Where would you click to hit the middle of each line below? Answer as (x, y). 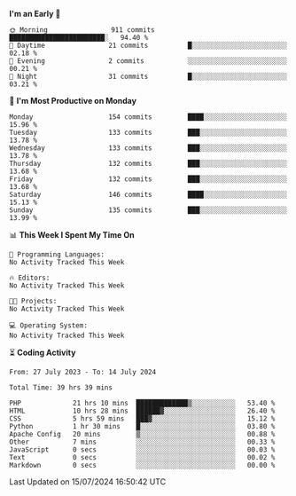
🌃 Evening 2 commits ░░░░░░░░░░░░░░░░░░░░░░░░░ (148, 61)
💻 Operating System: (49, 326)
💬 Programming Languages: (57, 255)
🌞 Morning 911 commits (82, 30)
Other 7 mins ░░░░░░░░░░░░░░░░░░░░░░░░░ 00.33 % (142, 442)
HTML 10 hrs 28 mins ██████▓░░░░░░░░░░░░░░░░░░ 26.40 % (142, 411)
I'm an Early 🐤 (35, 14)
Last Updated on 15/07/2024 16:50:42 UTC (88, 482)
